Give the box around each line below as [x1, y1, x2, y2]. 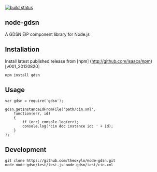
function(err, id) [14, 111, 51, 116]
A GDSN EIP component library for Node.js [5, 31, 90, 37]
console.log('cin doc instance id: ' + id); [22, 124, 114, 129]
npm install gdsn [5, 72, 40, 77]
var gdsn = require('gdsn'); [5, 99, 64, 103]
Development [5, 145, 47, 154]
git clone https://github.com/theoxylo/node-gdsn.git [5, 158, 116, 163]
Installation [5, 45, 40, 54]
